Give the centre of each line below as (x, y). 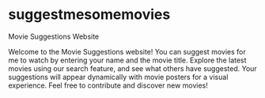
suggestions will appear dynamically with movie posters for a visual (118, 77)
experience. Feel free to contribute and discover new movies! (108, 85)
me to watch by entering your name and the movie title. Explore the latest (127, 60)
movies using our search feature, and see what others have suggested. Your (132, 68)
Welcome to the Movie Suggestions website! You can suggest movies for (127, 51)
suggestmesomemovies (89, 15)
